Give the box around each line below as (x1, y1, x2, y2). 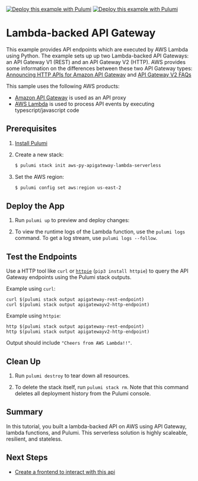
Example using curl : (6, 285, 56, 293)
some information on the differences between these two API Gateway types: (6, 65, 193, 72)
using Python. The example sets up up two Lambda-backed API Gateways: (6, 52, 189, 59)
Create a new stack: (14, 151, 64, 158)
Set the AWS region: (14, 173, 64, 180)
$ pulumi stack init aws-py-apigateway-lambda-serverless (14, 162, 161, 168)
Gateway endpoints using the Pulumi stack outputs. (6, 274, 132, 281)
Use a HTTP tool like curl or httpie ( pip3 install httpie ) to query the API (6, 267, 189, 275)
